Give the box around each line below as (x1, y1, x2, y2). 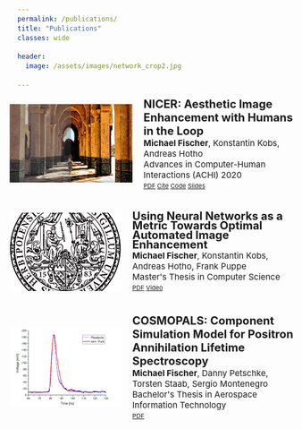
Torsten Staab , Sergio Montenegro (131, 377, 269, 390)
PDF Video (131, 283, 164, 292)
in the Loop (143, 124, 205, 138)
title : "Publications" (17, 23, 102, 33)
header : (17, 52, 46, 62)
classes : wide (17, 33, 71, 42)
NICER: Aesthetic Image (143, 97, 273, 111)
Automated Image (131, 227, 230, 242)
